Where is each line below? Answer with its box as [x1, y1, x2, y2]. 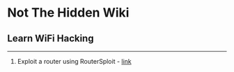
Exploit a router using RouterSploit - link [17, 57, 132, 65]
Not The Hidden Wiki [7, 5, 130, 21]
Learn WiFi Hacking [7, 33, 94, 44]
